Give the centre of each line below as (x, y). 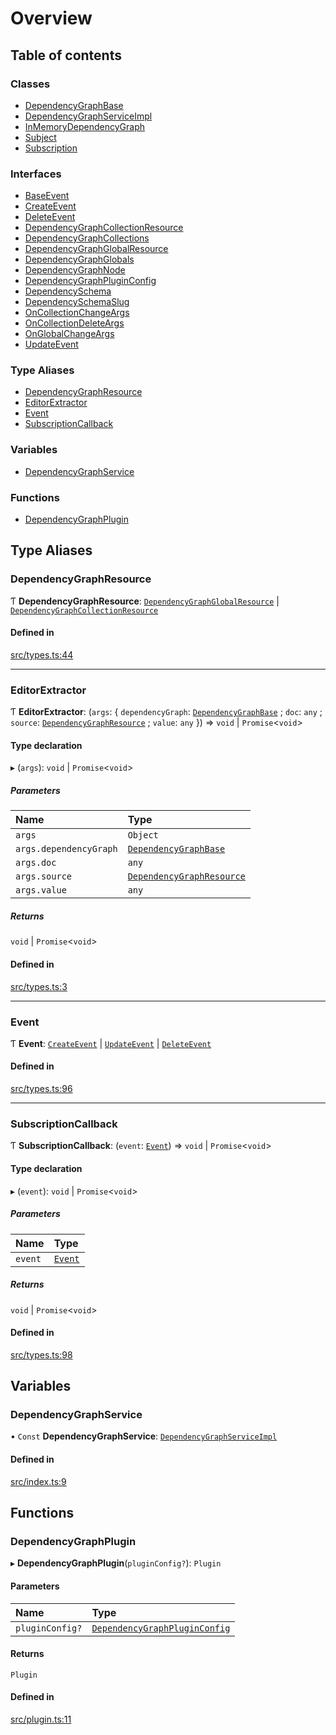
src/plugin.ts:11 (41, 1719)
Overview (51, 18)
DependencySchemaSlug (77, 302)
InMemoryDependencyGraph (85, 126)
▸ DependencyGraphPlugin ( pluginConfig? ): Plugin (116, 1563)
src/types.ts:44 (42, 654)
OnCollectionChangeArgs (77, 313)
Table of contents (66, 55)
